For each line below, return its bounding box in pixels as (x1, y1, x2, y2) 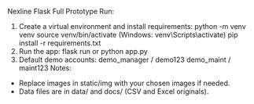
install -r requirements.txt (18, 38, 101, 48)
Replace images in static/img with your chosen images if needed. (18, 78, 230, 88)
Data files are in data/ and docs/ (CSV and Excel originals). (18, 87, 209, 96)
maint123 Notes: (18, 63, 72, 73)
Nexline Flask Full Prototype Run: (7, 7, 115, 16)
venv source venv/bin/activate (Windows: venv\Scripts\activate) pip (18, 30, 238, 39)
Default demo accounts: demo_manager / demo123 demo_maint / (18, 55, 231, 64)
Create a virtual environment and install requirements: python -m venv (18, 22, 246, 30)
